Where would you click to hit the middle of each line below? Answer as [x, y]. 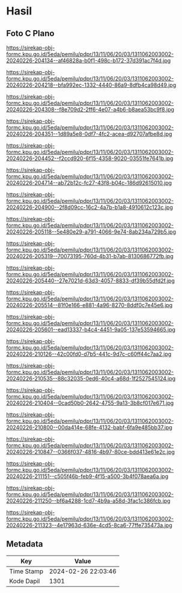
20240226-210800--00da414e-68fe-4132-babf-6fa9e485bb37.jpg [89, 427]
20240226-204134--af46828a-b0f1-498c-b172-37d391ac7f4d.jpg [89, 61]
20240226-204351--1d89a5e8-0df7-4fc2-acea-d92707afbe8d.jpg [89, 134]
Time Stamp [26, 571]
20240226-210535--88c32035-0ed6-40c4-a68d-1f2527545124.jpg [91, 378]
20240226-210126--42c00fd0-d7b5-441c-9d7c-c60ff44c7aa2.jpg [89, 354]
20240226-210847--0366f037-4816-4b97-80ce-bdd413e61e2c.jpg [91, 452]
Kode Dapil [25, 581]
